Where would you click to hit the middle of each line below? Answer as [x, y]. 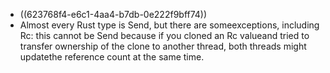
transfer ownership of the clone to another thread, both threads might [163, 46]
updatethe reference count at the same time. [112, 57]
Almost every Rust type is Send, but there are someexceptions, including [169, 25]
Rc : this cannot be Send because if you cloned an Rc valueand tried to [164, 35]
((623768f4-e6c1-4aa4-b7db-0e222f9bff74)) [113, 14]
